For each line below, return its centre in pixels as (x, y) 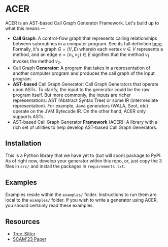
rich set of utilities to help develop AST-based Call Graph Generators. (85, 127)
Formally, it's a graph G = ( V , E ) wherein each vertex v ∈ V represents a (88, 49)
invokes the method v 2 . (37, 62)
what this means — (25, 28)
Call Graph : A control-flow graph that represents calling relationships (85, 38)
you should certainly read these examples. (49, 205)
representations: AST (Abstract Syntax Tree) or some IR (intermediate (85, 100)
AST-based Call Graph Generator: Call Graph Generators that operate (86, 84)
